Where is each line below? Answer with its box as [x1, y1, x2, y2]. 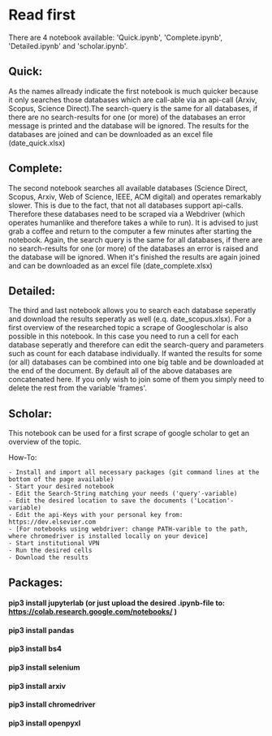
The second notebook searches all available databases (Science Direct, [8, 183, 248, 192]
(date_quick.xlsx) [8, 138, 66, 148]
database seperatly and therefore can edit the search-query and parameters [8, 340, 264, 350]
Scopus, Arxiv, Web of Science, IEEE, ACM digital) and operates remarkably [8, 192, 262, 201]
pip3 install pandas [8, 625, 75, 635]
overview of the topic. [8, 437, 82, 447]
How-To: [8, 453, 37, 463]
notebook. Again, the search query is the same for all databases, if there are [8, 235, 263, 244]
